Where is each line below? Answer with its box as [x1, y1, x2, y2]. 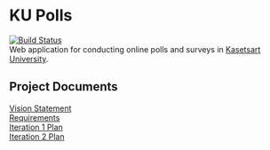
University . [9, 53, 49, 64]
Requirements [9, 112, 60, 122]
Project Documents [9, 79, 118, 94]
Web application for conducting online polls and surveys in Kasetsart [9, 43, 261, 54]
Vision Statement [9, 103, 72, 114]
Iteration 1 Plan [9, 122, 64, 132]
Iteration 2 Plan [9, 130, 65, 142]
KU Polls [9, 5, 73, 26]
